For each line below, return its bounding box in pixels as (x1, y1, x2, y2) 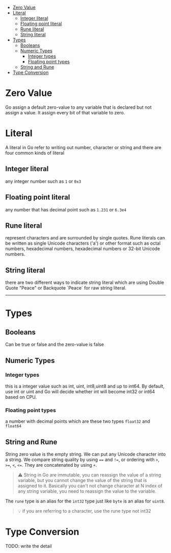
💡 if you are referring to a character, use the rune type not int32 (17, 508, 151, 514)
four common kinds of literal (5, 150, 65, 156)
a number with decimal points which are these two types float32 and (5, 418, 150, 424)
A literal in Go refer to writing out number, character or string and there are (5, 144, 162, 150)
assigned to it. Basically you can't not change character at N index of (17, 483, 163, 489)
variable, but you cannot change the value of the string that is (17, 477, 147, 483)
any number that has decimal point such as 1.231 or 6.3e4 (5, 206, 127, 212)
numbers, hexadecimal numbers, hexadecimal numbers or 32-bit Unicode (5, 246, 160, 252)
